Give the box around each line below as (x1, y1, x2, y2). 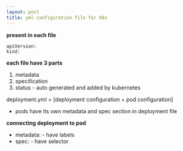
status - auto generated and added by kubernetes (15, 83, 141, 91)
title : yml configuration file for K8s (6, 15, 108, 21)
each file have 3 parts (6, 59, 63, 66)
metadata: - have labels (15, 131, 75, 138)
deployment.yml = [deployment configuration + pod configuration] (6, 96, 173, 103)
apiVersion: (6, 43, 37, 49)
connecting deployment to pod (6, 119, 87, 127)
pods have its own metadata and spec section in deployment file (15, 107, 178, 114)
